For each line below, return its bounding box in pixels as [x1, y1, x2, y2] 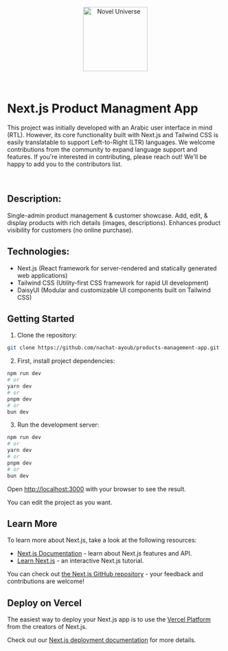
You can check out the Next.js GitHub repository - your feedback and [7, 570, 204, 578]
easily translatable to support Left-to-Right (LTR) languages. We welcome [7, 138, 215, 146]
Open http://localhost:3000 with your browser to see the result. [7, 484, 187, 493]
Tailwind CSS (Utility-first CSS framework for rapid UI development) [16, 279, 209, 287]
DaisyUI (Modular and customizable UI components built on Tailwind [16, 285, 211, 294]
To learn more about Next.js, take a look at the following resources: [7, 536, 197, 545]
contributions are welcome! [7, 577, 84, 586]
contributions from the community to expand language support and [7, 145, 198, 154]
